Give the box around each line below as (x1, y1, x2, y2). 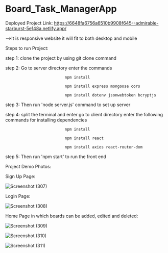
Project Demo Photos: (5, 163, 52, 169)
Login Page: (5, 193, 31, 199)
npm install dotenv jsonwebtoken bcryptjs (64, 92, 157, 97)
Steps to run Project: (5, 45, 49, 51)
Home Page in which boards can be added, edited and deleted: (5, 213, 138, 219)
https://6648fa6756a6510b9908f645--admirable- (54, 20, 159, 26)
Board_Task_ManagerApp (5, 3, 117, 15)
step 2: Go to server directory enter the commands (5, 65, 112, 71)
